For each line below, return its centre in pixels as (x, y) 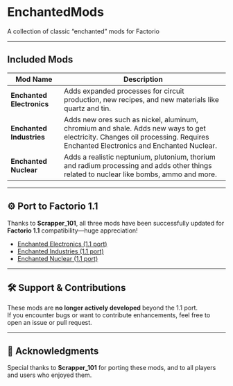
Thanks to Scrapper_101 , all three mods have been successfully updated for (116, 223)
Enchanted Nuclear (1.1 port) (58, 258)
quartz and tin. (87, 108)
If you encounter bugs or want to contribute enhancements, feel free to (109, 315)
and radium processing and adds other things (138, 165)
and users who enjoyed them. (50, 375)
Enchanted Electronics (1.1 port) (62, 244)
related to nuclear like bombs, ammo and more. (140, 174)
